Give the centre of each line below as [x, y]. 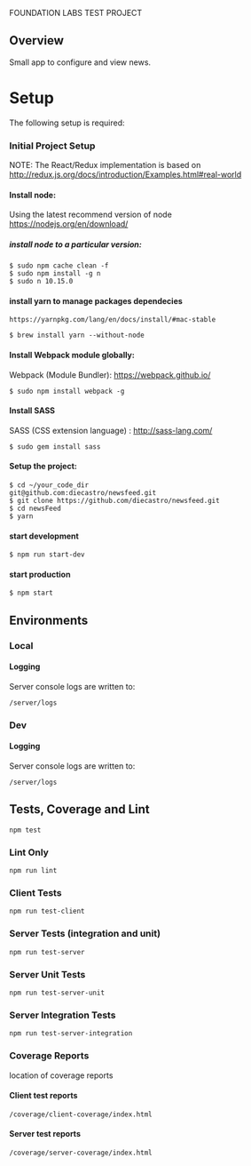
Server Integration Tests [63, 1015]
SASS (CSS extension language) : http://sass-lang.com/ [111, 430]
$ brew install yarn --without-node [77, 335]
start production [40, 574]
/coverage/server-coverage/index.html [81, 1153]
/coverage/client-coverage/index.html [81, 1114]
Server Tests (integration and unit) [85, 934]
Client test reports [43, 1096]
